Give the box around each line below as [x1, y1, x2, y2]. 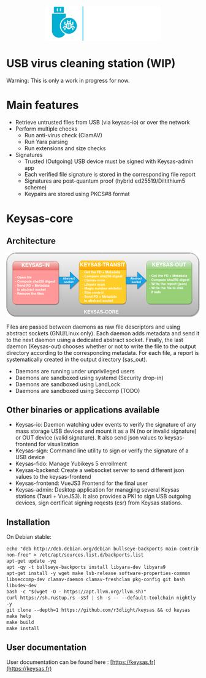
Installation [6, 517, 50, 527]
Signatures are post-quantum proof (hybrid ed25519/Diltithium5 [24, 177, 186, 185]
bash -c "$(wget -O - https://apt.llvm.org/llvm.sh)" [6, 588, 147, 595]
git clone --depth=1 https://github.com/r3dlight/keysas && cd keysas [6, 607, 191, 614]
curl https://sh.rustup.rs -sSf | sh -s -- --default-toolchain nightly [6, 595, 196, 601]
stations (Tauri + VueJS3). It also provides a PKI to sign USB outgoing [15, 493, 191, 500]
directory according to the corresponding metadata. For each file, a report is [6, 349, 199, 356]
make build [6, 619, 34, 626]
